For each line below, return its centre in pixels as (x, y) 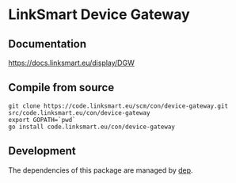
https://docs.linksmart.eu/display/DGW (71, 63)
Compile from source (61, 88)
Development (42, 151)
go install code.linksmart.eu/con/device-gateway (92, 127)
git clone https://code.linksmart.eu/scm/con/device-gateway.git (118, 106)
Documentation (48, 44)
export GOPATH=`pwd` (42, 120)
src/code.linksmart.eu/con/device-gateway (79, 112)
